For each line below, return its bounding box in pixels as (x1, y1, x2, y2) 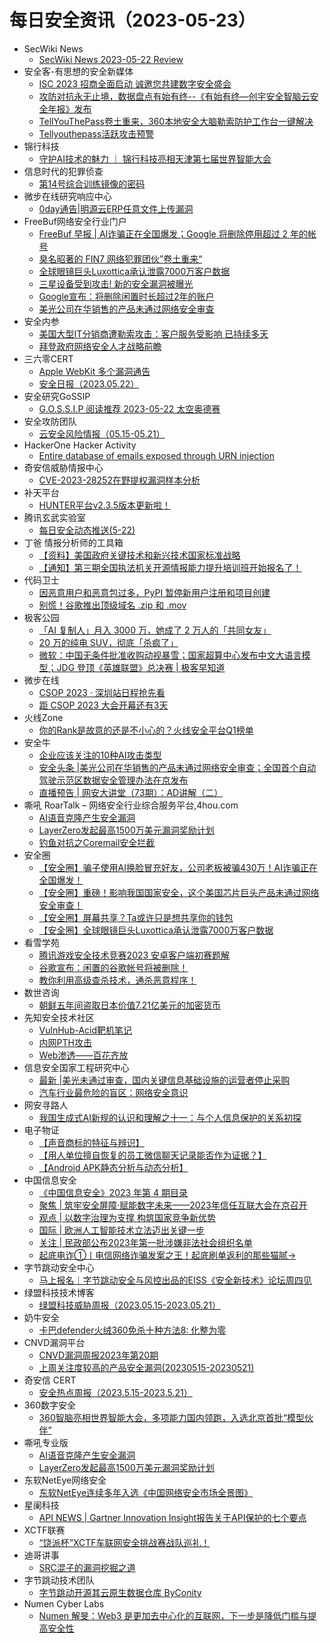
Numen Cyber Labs (23, 1597, 105, 1610)
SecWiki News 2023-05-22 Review (38, 53, 184, 65)
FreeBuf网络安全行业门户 (23, 215, 127, 227)
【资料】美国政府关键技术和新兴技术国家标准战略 (38, 549, 241, 561)
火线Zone (23, 711, 64, 723)
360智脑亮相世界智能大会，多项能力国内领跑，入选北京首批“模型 (38, 1411, 305, 1423)
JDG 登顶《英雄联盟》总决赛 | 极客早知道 (56, 661, 226, 673)
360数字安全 (23, 1399, 76, 1411)
